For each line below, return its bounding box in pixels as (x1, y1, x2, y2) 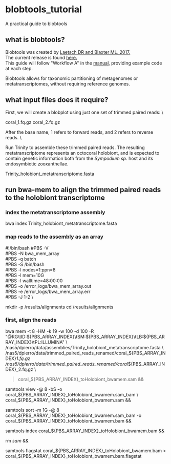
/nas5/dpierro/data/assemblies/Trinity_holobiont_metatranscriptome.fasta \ (5, 344, 164, 350)
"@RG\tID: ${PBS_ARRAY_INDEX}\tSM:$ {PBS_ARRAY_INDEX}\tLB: (5, 333, 143, 340)
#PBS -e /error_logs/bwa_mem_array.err (5, 288, 91, 294)
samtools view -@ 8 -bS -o (5, 386, 62, 392)
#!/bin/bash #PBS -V (5, 245, 49, 251)
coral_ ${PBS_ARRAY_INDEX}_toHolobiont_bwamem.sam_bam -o (5, 412, 142, 418)
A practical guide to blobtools (5, 20, 68, 27)
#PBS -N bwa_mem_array (5, 250, 60, 257)
